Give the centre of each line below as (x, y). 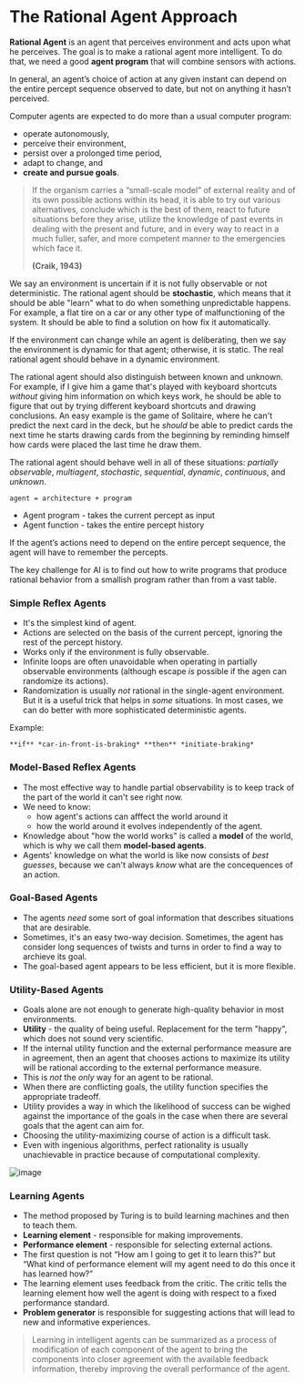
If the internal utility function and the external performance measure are (157, 1049)
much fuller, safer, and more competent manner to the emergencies (158, 238)
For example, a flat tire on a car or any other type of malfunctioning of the (147, 312)
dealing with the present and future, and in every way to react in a (155, 229)
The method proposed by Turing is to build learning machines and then (156, 1216)
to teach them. (50, 1225)
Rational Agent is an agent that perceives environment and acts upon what (150, 42)
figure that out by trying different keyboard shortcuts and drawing (133, 405)
